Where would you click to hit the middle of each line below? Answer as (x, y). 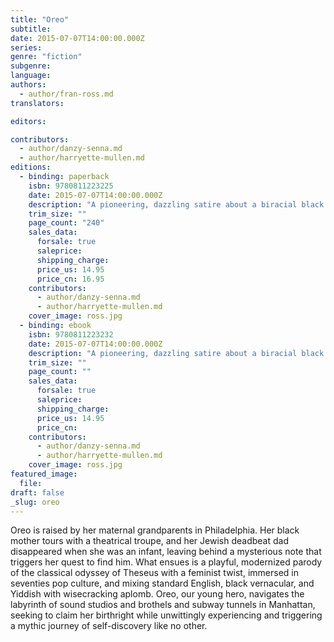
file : (31, 483)
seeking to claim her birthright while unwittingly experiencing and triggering (166, 615)
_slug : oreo (35, 502)
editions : (31, 167)
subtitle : (31, 29)
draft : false (37, 492)
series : (26, 47)
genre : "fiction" (46, 57)
